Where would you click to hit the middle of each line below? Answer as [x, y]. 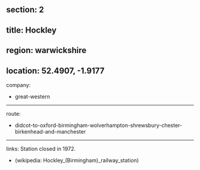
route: [13, 113]
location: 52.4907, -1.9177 [55, 71]
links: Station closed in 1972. [41, 149]
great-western [32, 96]
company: [18, 85]
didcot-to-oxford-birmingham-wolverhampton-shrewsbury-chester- [99, 125]
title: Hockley [31, 30]
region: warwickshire [46, 50]
